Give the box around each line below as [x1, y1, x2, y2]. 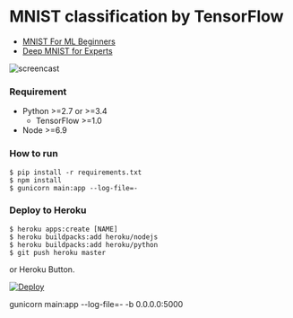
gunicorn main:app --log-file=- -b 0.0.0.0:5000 [9, 298, 184, 309]
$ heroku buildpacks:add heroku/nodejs [9, 232, 159, 242]
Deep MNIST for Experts [22, 45, 114, 56]
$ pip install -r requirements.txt [9, 168, 142, 177]
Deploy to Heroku [9, 204, 87, 216]
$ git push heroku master [9, 248, 106, 257]
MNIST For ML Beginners [22, 36, 116, 47]
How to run [9, 147, 58, 160]
